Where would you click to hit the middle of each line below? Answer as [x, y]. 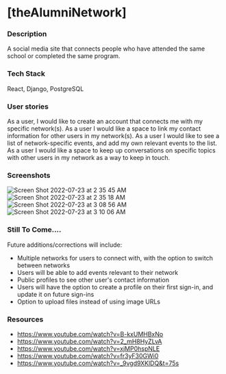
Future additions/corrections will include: [65, 245]
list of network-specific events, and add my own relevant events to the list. [112, 143]
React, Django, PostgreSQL [46, 89]
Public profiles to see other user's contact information [93, 280]
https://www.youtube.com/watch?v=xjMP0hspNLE [88, 348]
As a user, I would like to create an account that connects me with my [105, 122]
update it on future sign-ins [55, 294]
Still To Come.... [34, 230]
